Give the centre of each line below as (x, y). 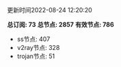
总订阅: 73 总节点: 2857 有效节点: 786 (60, 25)
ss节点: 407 (33, 39)
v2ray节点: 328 (38, 48)
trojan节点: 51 (36, 56)
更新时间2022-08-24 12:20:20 (50, 10)
